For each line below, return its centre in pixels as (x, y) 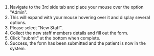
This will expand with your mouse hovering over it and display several (80, 17)
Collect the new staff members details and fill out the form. (69, 33)
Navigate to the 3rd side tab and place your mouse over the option (77, 7)
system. (18, 48)
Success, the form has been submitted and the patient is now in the (78, 43)
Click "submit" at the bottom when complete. (55, 38)
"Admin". (19, 12)
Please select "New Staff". (36, 28)
